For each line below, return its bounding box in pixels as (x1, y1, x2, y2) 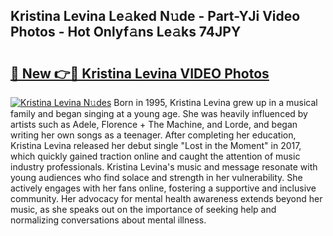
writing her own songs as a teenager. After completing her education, (10, 129, 297, 141)
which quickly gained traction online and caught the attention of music (10, 150, 301, 162)
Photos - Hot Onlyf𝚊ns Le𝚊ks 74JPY (10, 24, 242, 41)
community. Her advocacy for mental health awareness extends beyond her (10, 193, 323, 204)
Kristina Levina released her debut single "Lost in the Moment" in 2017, (10, 140, 302, 151)
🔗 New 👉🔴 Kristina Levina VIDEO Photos (10, 65, 270, 82)
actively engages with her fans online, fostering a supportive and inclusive (10, 182, 317, 194)
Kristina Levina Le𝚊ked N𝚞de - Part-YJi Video (10, 8, 301, 25)
